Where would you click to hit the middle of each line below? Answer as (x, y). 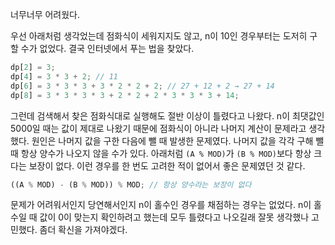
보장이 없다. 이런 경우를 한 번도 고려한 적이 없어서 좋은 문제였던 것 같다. (167, 165)
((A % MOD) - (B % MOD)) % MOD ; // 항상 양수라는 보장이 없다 (131, 184)
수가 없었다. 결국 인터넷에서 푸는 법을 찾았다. (107, 48)
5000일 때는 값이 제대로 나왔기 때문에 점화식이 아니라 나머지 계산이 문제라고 (158, 128)
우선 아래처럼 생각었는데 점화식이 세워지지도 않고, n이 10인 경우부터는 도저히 (159, 36)
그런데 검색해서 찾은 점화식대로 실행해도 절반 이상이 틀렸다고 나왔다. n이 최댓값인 (167, 115)
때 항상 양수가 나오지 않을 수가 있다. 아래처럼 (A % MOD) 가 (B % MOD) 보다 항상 (161, 153)
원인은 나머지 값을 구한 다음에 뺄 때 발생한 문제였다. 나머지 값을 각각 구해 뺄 (178, 140)
